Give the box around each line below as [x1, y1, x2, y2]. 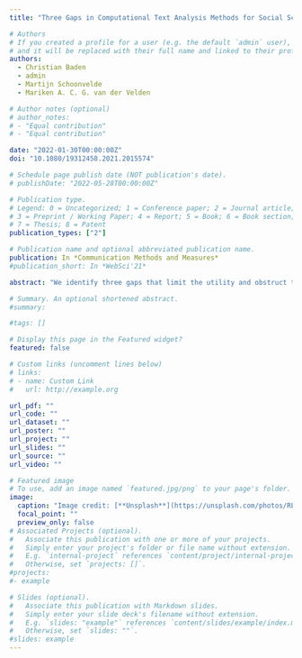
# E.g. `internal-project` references [9, 552, 164, 561]
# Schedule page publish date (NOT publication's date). [9, 170, 227, 179]
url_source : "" [9, 452, 67, 461]
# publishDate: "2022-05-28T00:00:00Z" [9, 178, 159, 187]
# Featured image [9, 476, 75, 485]
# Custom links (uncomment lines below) [9, 360, 164, 369]
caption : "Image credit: [17, 501, 111, 510]
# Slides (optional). [9, 592, 91, 602]
